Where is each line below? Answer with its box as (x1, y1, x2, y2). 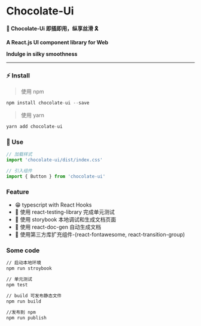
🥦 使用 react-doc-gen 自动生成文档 (14, 223, 102, 231)
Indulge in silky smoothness (6, 50, 78, 58)
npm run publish (6, 315, 47, 321)
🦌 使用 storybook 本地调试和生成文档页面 (14, 216, 117, 223)
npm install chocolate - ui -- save (6, 100, 90, 106)
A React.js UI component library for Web (6, 38, 109, 46)
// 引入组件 (6, 168, 33, 174)
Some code (6, 246, 40, 255)
